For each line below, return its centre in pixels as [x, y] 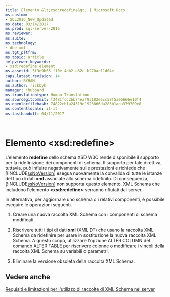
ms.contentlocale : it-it [31, 109]
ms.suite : [16, 39]
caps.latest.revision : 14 [32, 76]
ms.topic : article [25, 57]
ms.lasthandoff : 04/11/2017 [35, 114]
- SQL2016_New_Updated [29, 19]
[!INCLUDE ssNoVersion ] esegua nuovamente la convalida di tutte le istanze [84, 173]
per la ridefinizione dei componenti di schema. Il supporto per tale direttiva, [83, 162]
